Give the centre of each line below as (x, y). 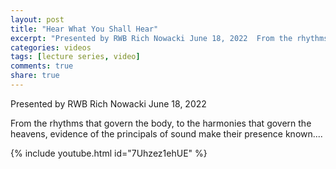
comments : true (42, 66)
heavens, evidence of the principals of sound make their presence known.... (166, 133)
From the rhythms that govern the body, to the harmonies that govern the (161, 123)
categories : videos (51, 47)
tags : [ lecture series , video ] (75, 57)
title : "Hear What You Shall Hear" (84, 29)
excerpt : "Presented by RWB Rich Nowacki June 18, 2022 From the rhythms (169, 38)
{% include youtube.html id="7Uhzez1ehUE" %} (109, 153)
